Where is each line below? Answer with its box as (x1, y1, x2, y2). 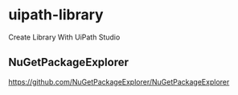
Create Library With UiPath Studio (8, 32, 121, 42)
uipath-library (8, 6, 104, 24)
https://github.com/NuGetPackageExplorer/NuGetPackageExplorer (8, 76, 230, 86)
